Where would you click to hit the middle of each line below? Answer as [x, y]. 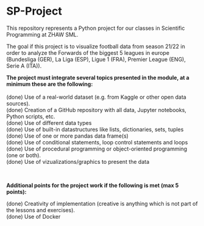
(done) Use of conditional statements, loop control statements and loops [97, 142]
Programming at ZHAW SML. [42, 34]
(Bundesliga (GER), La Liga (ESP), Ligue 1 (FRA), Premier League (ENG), [96, 59]
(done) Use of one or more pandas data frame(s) [68, 136]
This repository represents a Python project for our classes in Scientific [96, 28]
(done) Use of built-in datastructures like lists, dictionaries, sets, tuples [95, 129]
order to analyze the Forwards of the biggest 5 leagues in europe [88, 52]
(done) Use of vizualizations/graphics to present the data [78, 161]
